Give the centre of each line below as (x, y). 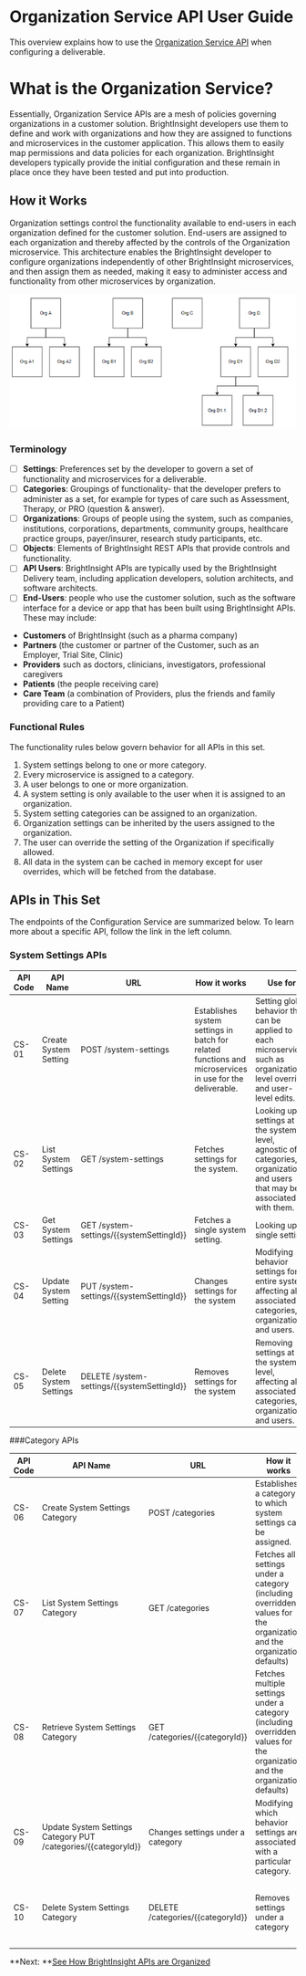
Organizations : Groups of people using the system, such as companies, (158, 518)
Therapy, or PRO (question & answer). (94, 509)
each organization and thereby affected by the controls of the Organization (150, 242)
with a (266, 1851)
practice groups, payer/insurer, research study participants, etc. (143, 538)
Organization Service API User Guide (152, 17)
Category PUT (69, 1837)
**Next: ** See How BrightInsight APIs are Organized (110, 1962)
